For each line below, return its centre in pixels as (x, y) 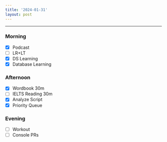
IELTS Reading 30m (32, 94)
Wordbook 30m (28, 88)
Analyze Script (27, 100)
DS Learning (25, 58)
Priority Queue (27, 105)
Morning (16, 36)
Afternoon (18, 77)
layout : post (19, 14)
